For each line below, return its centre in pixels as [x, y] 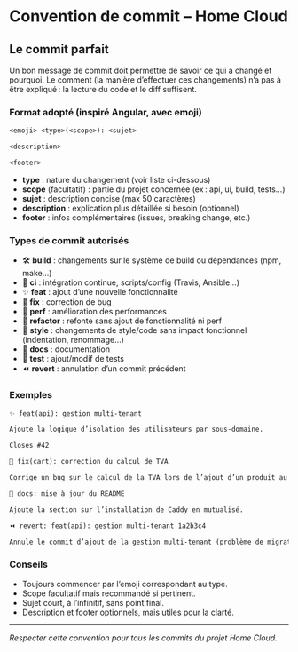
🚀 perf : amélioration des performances [94, 312]
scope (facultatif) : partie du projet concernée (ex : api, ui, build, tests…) [153, 189]
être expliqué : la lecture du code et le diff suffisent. [103, 89]
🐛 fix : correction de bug [67, 302]
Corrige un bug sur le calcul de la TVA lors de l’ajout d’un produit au [149, 478]
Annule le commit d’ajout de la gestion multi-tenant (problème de [137, 542]
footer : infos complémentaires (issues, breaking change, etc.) [136, 217]
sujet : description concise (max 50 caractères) [109, 198]
